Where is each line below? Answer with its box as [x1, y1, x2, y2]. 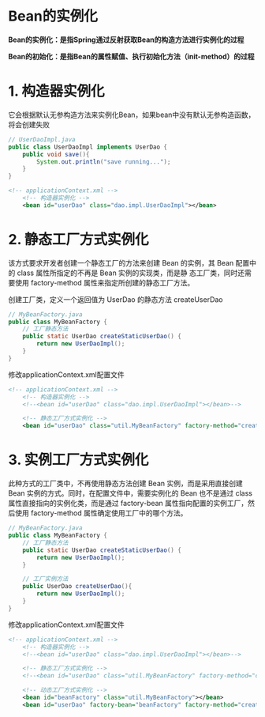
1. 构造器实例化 [8, 82, 105, 100]
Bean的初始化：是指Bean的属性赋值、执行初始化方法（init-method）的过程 [8, 51, 255, 61]
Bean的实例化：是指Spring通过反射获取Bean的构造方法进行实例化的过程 [8, 35, 244, 44]
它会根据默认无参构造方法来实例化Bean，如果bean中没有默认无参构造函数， [8, 110, 256, 119]
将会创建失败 [8, 119, 50, 129]
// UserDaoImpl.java [8, 135, 77, 143]
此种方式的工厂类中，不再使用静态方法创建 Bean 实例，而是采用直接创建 [8, 479, 243, 489]
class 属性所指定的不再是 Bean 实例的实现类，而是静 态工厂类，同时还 [17, 268, 245, 277]
